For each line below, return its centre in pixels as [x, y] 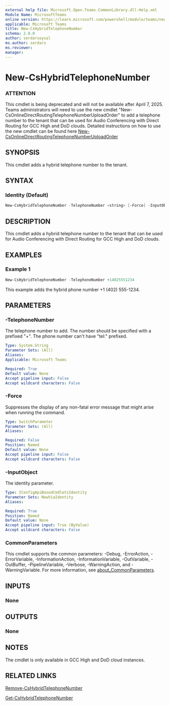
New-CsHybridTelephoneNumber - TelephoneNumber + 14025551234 [70, 280]
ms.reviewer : [19, 48]
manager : [14, 52]
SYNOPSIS [23, 153]
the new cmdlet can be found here [41, 131]
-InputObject [22, 472]
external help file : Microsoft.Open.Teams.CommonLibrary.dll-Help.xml [81, 10]
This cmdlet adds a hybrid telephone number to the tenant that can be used [84, 234]
